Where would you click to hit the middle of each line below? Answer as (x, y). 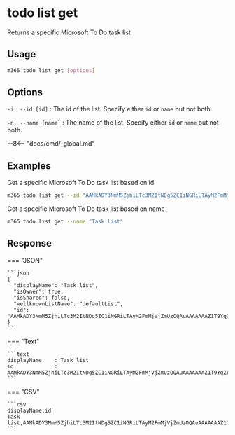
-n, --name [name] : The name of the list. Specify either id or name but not (113, 123)
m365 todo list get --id (43, 195)
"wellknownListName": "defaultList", (69, 304)
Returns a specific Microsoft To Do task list (69, 32)
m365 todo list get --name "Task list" (65, 222)
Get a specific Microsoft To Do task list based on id (81, 183)
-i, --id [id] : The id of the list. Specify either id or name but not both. (110, 109)
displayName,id (29, 410)
